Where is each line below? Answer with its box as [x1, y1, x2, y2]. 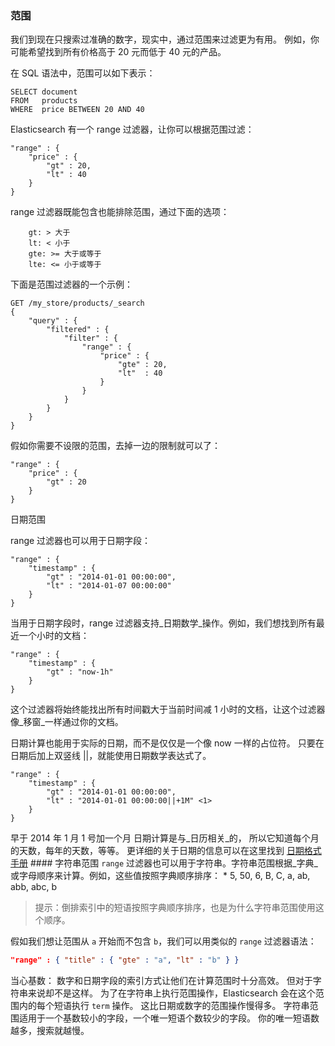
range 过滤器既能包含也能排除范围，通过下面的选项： [10, 206, 230, 218]
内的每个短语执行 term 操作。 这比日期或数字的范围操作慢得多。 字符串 [18, 1000, 310, 1012]
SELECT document [10, 87, 78, 97]
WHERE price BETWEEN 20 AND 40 [10, 105, 145, 115]
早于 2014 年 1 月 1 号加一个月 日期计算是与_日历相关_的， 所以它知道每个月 [10, 832, 320, 844]
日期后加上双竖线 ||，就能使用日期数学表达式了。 [10, 750, 212, 762]
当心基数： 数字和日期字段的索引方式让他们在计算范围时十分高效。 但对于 [10, 975, 313, 987]
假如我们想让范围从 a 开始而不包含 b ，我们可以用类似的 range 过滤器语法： [10, 935, 317, 947]
